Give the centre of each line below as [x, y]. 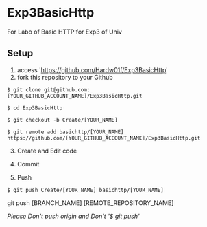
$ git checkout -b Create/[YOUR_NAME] [62, 120]
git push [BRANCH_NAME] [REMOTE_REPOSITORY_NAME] [90, 203]
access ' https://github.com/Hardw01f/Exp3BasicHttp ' [92, 69]
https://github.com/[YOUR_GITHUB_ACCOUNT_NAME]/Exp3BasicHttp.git [104, 138]
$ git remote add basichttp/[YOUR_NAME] [66, 132]
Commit [28, 164]
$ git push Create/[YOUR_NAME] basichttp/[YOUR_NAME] [86, 190]
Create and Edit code [47, 151]
